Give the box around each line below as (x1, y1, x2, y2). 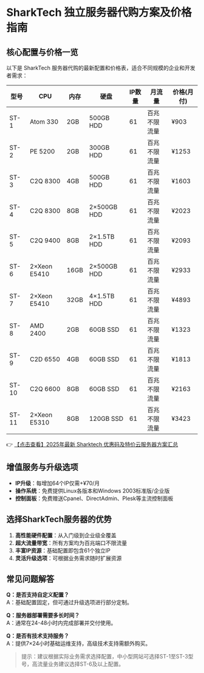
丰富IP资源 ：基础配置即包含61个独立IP (15, 546, 110, 554)
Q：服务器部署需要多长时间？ (6, 611, 80, 619)
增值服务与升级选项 (6, 462, 78, 473)
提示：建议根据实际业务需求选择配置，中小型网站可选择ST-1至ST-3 (21, 653, 188, 660)
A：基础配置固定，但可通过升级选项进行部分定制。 (6, 599, 132, 606)
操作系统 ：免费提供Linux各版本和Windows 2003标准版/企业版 (15, 487, 170, 494)
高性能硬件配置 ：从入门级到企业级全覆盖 (15, 531, 117, 539)
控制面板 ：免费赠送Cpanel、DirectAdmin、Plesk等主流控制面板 (15, 495, 174, 502)
